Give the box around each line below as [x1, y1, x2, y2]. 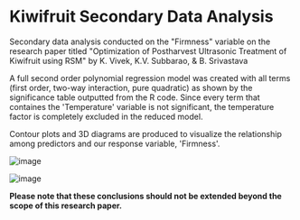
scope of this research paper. [9, 200, 122, 211]
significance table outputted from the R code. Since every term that [9, 92, 260, 103]
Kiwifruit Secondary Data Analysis [9, 6, 274, 27]
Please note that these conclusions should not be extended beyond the [9, 190, 282, 201]
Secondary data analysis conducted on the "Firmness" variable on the [9, 36, 271, 47]
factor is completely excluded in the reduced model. [9, 111, 203, 122]
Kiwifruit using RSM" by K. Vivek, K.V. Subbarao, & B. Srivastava [9, 55, 248, 66]
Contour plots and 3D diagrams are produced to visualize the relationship [9, 128, 282, 139]
